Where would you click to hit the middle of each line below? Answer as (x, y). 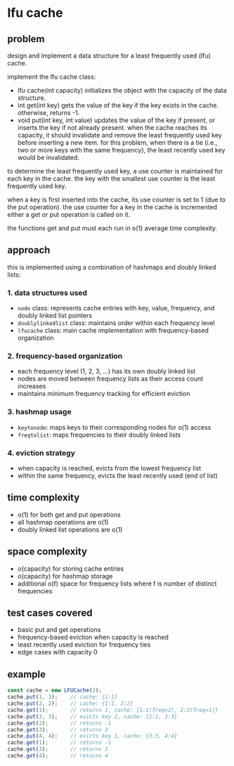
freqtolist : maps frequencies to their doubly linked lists (99, 435)
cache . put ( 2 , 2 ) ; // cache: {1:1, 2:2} (70, 704)
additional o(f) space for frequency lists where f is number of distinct (117, 583)
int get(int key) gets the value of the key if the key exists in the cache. (118, 105)
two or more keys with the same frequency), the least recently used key (121, 150)
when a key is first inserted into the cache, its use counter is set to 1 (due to (117, 199)
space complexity (47, 552)
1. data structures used (47, 293)
